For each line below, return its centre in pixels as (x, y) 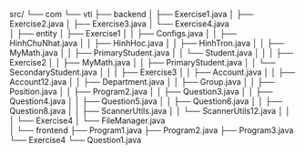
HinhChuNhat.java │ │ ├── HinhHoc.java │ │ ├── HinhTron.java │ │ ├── (147, 43)
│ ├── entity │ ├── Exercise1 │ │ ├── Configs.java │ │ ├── (123, 33)
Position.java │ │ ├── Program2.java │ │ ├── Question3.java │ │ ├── (141, 92)
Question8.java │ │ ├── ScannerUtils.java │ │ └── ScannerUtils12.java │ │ (150, 111)
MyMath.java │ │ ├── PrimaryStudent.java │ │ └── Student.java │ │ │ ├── (152, 53)
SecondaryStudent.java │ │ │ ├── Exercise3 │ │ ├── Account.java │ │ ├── (152, 72)
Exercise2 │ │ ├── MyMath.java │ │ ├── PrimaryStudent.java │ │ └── (142, 62)
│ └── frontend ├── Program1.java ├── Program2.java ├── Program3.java (152, 130)
